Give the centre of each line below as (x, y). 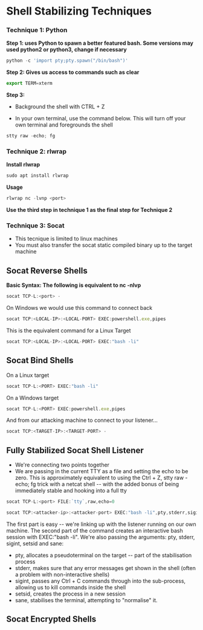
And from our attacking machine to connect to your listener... (82, 420)
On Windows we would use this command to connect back (79, 308)
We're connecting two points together (62, 465)
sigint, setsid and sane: (35, 543)
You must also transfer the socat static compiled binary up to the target (104, 245)
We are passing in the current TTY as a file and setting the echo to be (101, 471)
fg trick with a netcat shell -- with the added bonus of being (105, 484)
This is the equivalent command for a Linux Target (69, 330)
